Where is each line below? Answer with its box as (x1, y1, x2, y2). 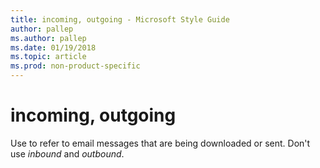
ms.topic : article (10, 52, 87, 62)
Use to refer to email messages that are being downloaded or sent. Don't (10, 137, 311, 149)
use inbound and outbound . (10, 147, 125, 160)
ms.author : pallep (10, 33, 87, 43)
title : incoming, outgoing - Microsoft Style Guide (10, 14, 230, 25)
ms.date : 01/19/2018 (10, 42, 97, 53)
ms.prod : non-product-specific (10, 61, 141, 71)
